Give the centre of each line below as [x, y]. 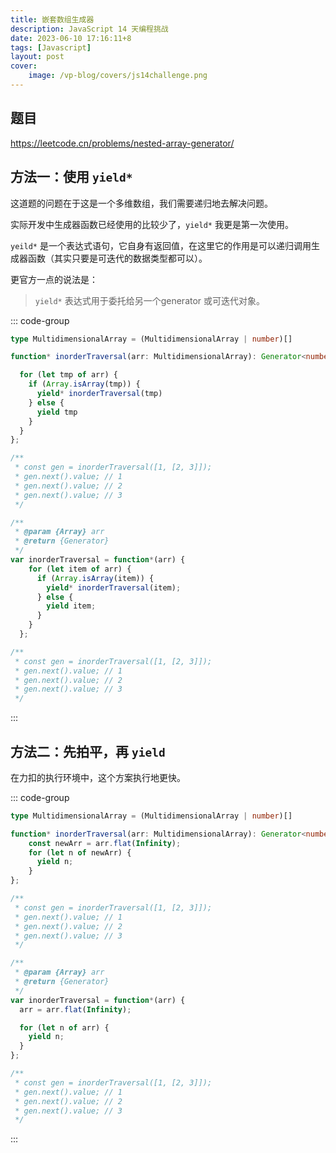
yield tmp [57, 412]
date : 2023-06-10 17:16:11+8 [71, 38]
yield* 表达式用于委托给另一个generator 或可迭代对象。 [150, 300]
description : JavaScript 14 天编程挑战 [89, 29]
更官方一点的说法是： [54, 279]
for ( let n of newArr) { [80, 852]
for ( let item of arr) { [80, 569]
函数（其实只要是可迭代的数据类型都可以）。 [117, 258]
